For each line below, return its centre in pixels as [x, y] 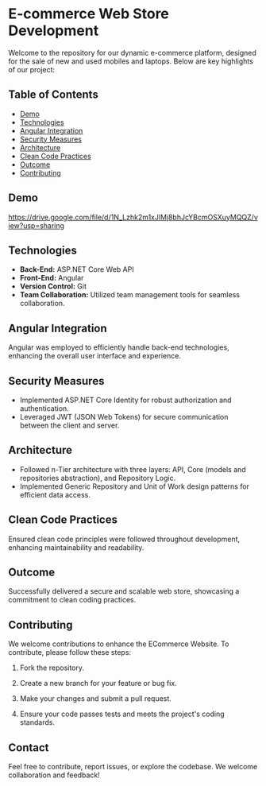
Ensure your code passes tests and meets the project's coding [122, 714]
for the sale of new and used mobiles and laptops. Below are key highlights [131, 61]
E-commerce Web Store [89, 14]
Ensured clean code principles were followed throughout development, [124, 539]
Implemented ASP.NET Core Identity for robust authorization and [125, 400]
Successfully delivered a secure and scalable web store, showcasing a [124, 591]
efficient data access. [55, 494]
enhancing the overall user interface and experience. [94, 356]
